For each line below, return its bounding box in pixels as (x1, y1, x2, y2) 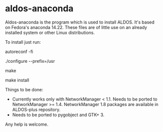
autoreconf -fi (5, 49, 33, 54)
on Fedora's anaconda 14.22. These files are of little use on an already (5, 24, 147, 30)
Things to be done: (5, 86, 43, 92)
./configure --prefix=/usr (5, 58, 55, 64)
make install (5, 77, 29, 83)
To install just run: (5, 39, 41, 45)
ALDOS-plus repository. (12, 106, 60, 112)
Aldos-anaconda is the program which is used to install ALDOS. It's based (5, 19, 155, 25)
